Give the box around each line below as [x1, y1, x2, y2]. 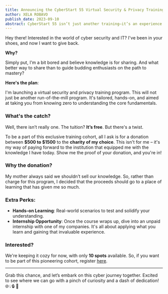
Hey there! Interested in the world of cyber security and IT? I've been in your [5, 35, 163, 41]
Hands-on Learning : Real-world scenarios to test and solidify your [12, 208, 150, 214]
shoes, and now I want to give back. [5, 40, 79, 46]
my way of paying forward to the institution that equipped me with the [5, 144, 149, 150]
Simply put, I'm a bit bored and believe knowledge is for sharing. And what [5, 59, 158, 65]
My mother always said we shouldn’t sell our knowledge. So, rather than [5, 173, 154, 179]
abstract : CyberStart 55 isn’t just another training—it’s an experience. [5, 21, 164, 26]
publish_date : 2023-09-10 [5, 16, 59, 21]
